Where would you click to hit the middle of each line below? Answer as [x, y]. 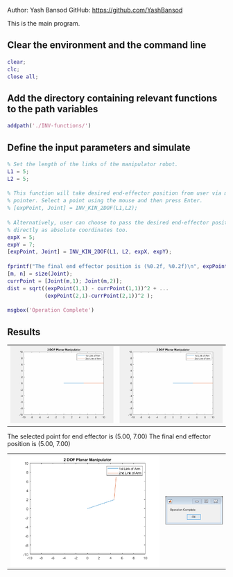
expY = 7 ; [21, 245]
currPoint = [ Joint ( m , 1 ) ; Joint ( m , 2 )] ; [65, 281]
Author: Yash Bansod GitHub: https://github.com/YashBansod [95, 10]
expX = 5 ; [21, 237]
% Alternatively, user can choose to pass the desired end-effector [108, 222]
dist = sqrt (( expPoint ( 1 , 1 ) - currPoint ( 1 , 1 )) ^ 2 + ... [88, 288]
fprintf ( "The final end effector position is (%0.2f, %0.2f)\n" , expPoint [118, 267]
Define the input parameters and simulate [99, 147]
